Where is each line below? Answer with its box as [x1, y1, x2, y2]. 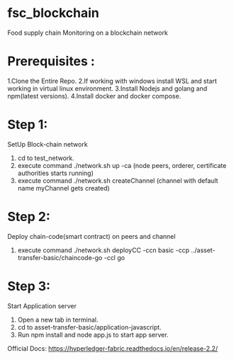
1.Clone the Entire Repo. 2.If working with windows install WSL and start [7, 77, 218, 85]
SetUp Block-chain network [7, 140, 88, 148]
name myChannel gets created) [17, 184, 110, 192]
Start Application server [7, 301, 77, 310]
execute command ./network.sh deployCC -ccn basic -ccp [17, 246, 190, 254]
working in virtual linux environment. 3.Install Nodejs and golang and [7, 84, 208, 93]
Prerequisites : [7, 53, 96, 69]
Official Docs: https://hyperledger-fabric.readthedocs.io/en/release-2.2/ [7, 344, 218, 352]
